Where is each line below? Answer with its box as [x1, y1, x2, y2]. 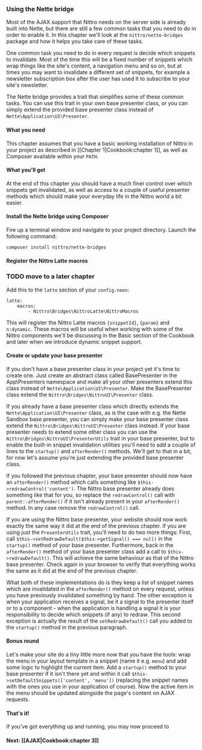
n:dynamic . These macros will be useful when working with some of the [6, 325, 183, 332]
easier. [6, 199, 23, 206]
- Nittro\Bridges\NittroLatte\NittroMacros [28, 308, 139, 314]
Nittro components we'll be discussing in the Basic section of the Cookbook [6, 331, 195, 339]
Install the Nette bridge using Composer [6, 213, 109, 220]
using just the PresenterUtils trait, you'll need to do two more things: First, [6, 529, 192, 536]
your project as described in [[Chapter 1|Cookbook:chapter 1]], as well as [6, 146, 188, 153]
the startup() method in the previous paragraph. [6, 623, 128, 631]
